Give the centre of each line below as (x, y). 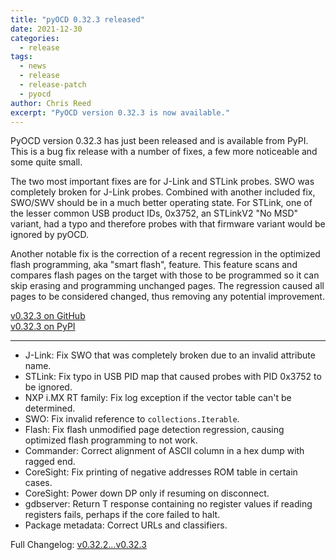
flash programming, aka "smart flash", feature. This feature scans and (154, 265)
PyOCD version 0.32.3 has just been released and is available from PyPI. (159, 141)
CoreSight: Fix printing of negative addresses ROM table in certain (161, 472)
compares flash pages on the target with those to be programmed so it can (165, 275)
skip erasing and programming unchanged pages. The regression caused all (167, 286)
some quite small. (46, 162)
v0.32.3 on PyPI (43, 327)
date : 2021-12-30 (46, 29)
